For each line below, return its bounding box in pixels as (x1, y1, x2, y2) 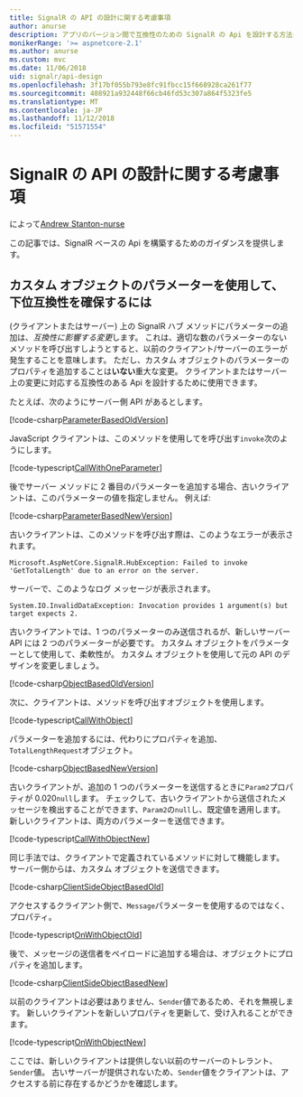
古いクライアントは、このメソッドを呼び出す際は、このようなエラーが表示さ (9, 529, 294, 539)
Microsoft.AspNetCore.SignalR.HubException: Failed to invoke (9, 558, 248, 567)
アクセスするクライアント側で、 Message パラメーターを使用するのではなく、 (9, 900, 289, 911)
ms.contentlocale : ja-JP (9, 106, 103, 115)
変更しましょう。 (40, 660, 105, 670)
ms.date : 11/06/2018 (9, 64, 87, 73)
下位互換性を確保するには (9, 295, 151, 310)
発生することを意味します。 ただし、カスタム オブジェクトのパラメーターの (9, 354, 290, 365)
